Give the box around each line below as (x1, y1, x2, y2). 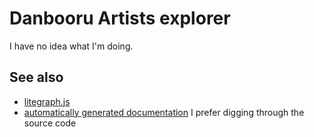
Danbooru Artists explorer (9, 7, 231, 30)
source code (23, 117, 77, 129)
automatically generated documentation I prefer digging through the (23, 106, 305, 118)
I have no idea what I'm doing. (9, 40, 134, 52)
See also (9, 69, 64, 86)
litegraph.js (23, 95, 71, 107)
